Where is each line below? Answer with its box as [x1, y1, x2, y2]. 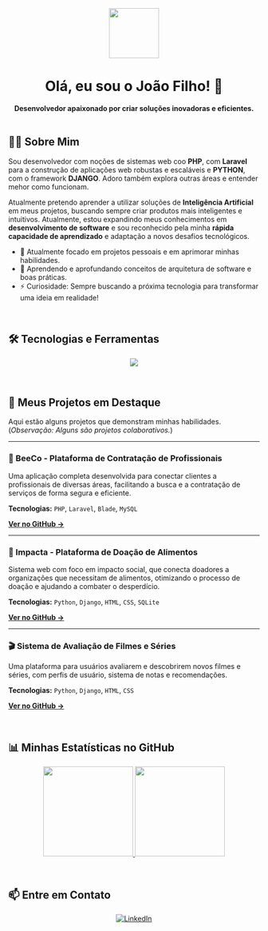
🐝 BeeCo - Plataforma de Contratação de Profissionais [8, 453, 223, 464]
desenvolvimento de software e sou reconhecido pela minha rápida [8, 223, 235, 233]
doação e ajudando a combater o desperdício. [8, 581, 160, 591]
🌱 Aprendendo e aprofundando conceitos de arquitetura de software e [19, 264, 252, 273]
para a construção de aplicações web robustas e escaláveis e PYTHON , [8, 165, 246, 174]
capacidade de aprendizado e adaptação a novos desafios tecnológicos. [8, 231, 250, 241]
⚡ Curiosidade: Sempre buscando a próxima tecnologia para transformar [19, 281, 259, 291]
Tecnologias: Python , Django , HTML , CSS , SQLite [8, 597, 160, 607]
